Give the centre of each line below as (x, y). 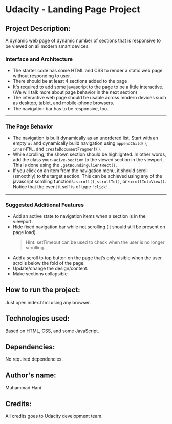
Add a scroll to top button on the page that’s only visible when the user (87, 258)
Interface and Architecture (39, 59)
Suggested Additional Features (45, 205)
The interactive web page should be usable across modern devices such (89, 98)
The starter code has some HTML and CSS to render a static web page (88, 71)
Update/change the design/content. (50, 268)
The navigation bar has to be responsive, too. (60, 109)
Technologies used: (38, 319)
